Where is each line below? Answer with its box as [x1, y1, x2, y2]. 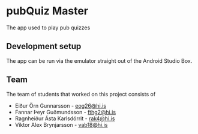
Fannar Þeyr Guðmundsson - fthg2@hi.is [14, 108, 116, 115]
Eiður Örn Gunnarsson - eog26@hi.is [14, 102, 107, 109]
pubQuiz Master [6, 4, 89, 18]
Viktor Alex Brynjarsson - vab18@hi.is [14, 121, 108, 128]
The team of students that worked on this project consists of [6, 90, 156, 98]
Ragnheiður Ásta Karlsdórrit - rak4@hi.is [14, 115, 115, 122]
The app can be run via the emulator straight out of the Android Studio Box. [6, 57, 193, 64]
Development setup [6, 41, 82, 51]
